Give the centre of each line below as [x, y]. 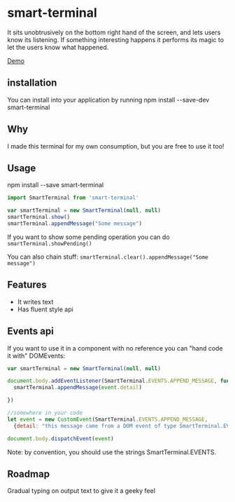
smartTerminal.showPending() [50, 243]
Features [27, 285]
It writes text [35, 301]
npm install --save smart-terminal [55, 185]
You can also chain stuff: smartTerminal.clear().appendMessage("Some [108, 257]
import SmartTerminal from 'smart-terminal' [73, 198]
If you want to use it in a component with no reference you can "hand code [115, 348]
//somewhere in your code [45, 413]
